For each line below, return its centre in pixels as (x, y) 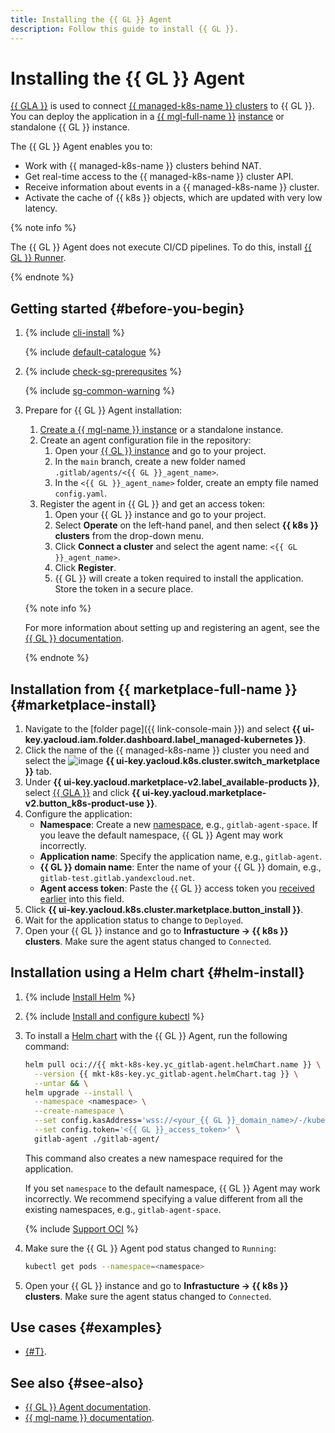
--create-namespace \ (79, 1111)
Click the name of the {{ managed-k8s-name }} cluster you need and (167, 750)
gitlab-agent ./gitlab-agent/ (97, 1139)
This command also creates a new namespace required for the (154, 1158)
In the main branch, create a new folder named (150, 462)
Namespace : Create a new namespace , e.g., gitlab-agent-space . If (178, 825)
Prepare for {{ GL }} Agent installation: (103, 410)
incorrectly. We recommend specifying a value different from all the (163, 1198)
